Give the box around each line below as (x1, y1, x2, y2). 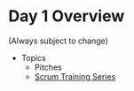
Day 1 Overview (8, 6, 125, 27)
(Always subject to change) (8, 35, 108, 46)
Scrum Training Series (34, 71, 116, 81)
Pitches (34, 62, 63, 72)
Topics (20, 52, 46, 63)
